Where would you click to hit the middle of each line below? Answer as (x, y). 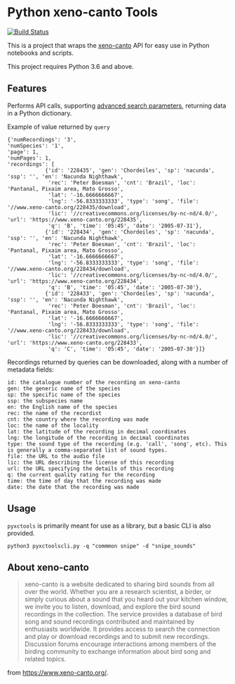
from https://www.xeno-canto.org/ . (58, 673)
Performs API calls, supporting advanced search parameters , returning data (117, 106)
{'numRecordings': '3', (42, 139)
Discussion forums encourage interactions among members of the (120, 644)
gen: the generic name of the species (64, 388)
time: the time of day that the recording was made (84, 481)
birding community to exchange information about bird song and (117, 652)
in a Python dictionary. (40, 113)
